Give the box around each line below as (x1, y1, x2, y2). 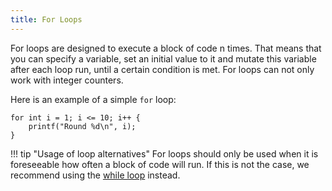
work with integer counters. (10, 74, 124, 86)
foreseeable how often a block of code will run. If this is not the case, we (10, 158, 310, 170)
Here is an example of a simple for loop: (10, 93, 177, 105)
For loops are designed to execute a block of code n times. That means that (10, 42, 322, 54)
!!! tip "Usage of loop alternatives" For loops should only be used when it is (10, 147, 319, 160)
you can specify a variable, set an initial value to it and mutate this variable (10, 52, 317, 65)
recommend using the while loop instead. (10, 169, 181, 181)
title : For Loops (10, 14, 83, 25)
